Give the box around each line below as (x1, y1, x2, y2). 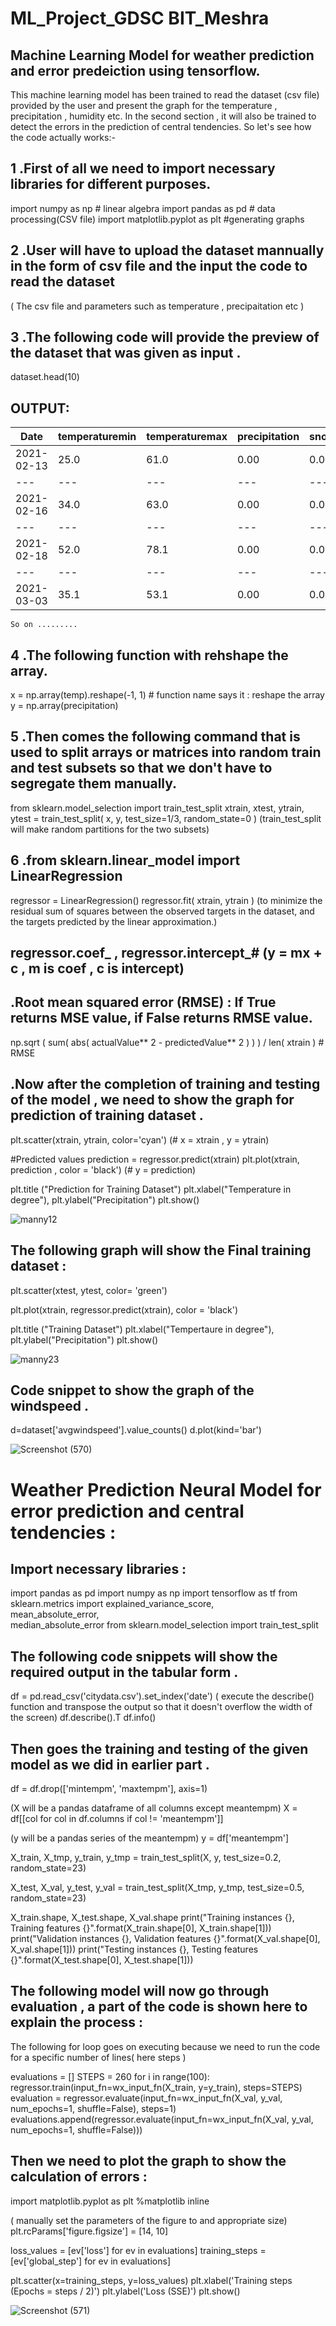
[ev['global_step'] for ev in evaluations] (10, 2255, 172, 2267)
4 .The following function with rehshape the (10, 647, 289, 664)
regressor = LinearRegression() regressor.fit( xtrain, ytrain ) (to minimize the (10, 894, 323, 906)
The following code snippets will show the (10, 1648, 278, 1665)
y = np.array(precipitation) (10, 700, 119, 712)
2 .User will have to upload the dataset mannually (10, 242, 325, 259)
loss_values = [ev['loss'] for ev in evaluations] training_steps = (10, 2244, 267, 2256)
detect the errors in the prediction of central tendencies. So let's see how (10, 121, 312, 132)
